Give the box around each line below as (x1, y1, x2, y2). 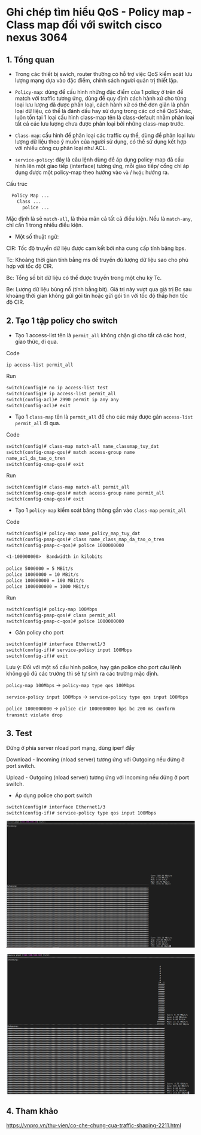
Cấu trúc (6, 181, 28, 187)
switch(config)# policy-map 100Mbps (6, 606, 98, 612)
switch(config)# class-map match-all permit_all (6, 484, 130, 490)
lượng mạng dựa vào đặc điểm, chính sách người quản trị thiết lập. (14, 77, 178, 84)
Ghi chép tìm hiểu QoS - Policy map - (6, 5, 192, 19)
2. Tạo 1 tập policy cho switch (6, 316, 118, 326)
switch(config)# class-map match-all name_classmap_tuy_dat (6, 443, 160, 449)
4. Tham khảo (6, 1106, 59, 1116)
